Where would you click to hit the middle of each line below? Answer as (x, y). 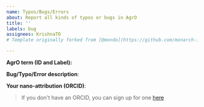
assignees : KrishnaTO (34, 34)
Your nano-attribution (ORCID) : (46, 86)
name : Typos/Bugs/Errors (38, 12)
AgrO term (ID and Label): (39, 62)
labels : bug (21, 29)
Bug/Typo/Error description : (43, 74)
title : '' (19, 23)
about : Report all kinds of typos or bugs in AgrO (72, 18)
